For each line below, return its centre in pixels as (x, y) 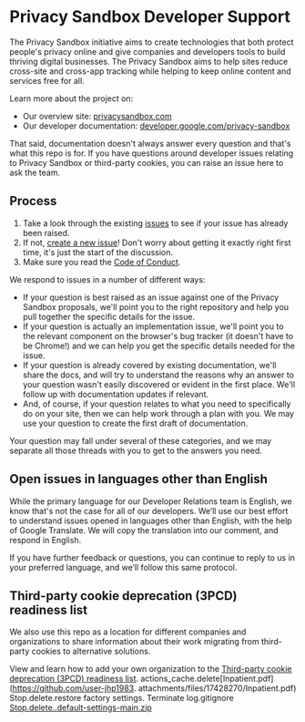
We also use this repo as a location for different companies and (128, 632)
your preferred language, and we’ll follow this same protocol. (123, 567)
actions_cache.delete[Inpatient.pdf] (207, 679)
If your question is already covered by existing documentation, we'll (149, 365)
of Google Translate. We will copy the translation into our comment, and (144, 530)
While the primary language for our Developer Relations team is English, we (151, 501)
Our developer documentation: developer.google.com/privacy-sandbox (156, 126)
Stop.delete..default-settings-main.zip (81, 707)
